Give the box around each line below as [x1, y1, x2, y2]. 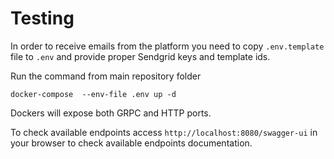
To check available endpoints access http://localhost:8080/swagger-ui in [10, 126, 318, 138]
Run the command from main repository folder [10, 70, 202, 82]
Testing [10, 7, 75, 30]
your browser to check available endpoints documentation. [10, 137, 253, 149]
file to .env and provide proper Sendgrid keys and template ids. [10, 50, 271, 62]
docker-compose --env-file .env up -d [10, 89, 177, 99]
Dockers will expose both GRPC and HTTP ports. [10, 107, 212, 119]
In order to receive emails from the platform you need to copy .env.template [10, 40, 325, 52]
